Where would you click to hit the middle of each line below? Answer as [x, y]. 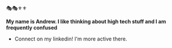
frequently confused [32, 27]
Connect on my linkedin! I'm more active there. [71, 39]
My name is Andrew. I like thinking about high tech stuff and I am [86, 21]
